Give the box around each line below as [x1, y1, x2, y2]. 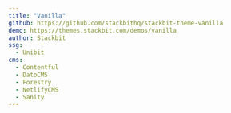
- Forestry [15, 78, 52, 86]
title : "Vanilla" [8, 11, 66, 20]
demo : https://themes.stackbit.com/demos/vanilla [8, 26, 177, 34]
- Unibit [15, 49, 45, 56]
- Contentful [15, 64, 59, 72]
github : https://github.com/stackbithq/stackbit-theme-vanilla [8, 19, 224, 27]
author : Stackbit [8, 33, 66, 42]
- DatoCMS [15, 71, 48, 79]
